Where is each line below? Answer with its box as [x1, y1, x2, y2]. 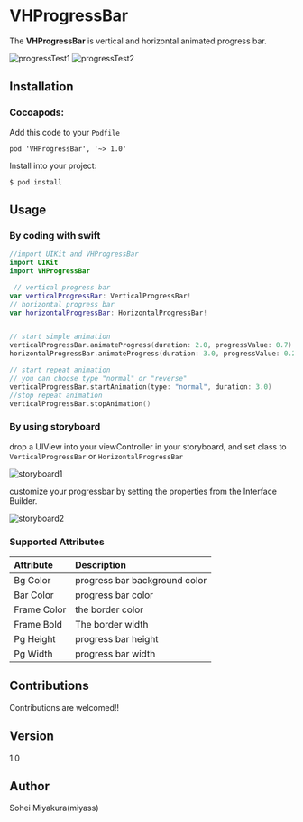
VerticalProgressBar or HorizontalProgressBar [9, 450, 183, 461]
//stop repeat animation [9, 391, 103, 400]
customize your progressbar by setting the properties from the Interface [9, 486, 278, 496]
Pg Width [14, 647, 53, 660]
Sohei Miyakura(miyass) [9, 802, 99, 814]
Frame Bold [14, 619, 63, 631]
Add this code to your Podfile [9, 127, 120, 137]
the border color [75, 603, 144, 616]
